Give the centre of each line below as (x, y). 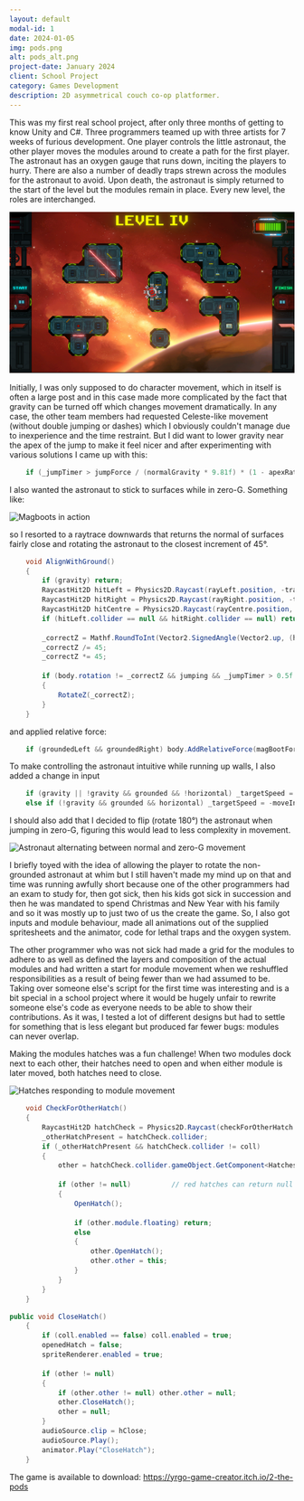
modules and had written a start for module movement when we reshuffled (149, 969)
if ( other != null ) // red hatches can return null (176, 1185)
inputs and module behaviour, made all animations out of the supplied (139, 923)
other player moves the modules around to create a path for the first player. (149, 151)
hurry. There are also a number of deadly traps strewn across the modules (148, 170)
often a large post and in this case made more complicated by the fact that (148, 397)
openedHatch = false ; (83, 1345)
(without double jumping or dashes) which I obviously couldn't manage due (150, 426)
